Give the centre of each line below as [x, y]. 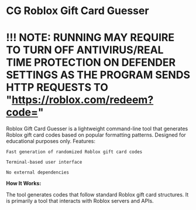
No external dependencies [37, 172]
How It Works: [24, 184]
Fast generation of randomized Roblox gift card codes [74, 152]
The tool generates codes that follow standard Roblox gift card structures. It [97, 195]
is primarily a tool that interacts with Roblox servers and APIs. [80, 201]
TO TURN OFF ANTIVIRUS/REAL [85, 50]
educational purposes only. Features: [51, 141]
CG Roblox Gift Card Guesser [78, 11]
